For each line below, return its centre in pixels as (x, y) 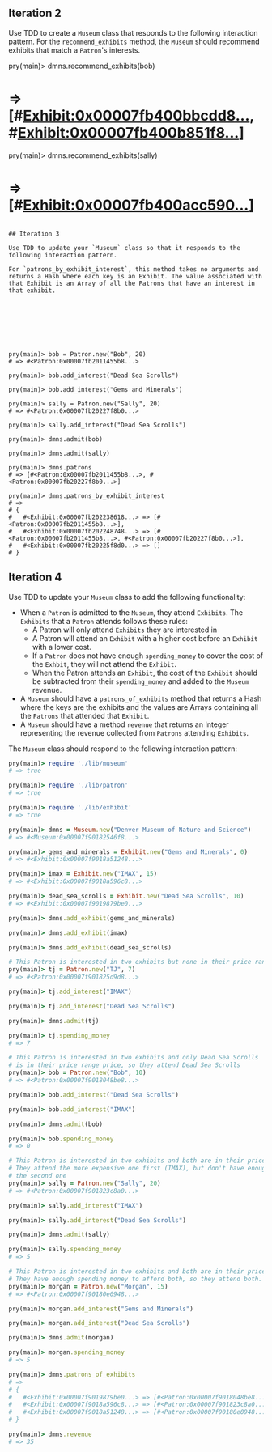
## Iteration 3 (34, 234)
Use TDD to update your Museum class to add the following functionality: (127, 597)
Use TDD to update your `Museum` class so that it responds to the (125, 248)
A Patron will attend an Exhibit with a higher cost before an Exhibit (145, 638)
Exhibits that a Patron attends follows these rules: (104, 621)
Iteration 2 (35, 13)
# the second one (38, 1176)
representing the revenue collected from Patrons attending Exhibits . (134, 732)
